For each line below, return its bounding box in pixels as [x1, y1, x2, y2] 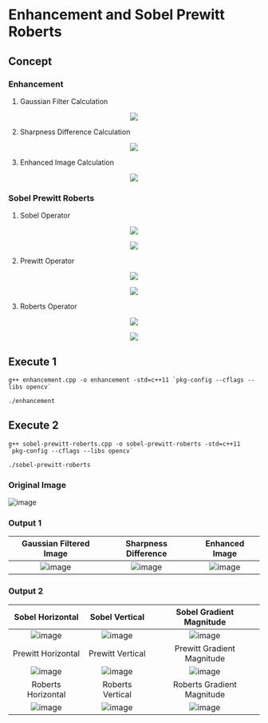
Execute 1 [8, 354, 57, 369]
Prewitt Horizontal [13, 648, 81, 659]
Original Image [8, 479, 66, 490]
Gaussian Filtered [21, 538, 90, 549]
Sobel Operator [19, 210, 70, 221]
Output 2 [8, 585, 44, 597]
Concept [8, 54, 53, 68]
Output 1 [8, 517, 42, 529]
